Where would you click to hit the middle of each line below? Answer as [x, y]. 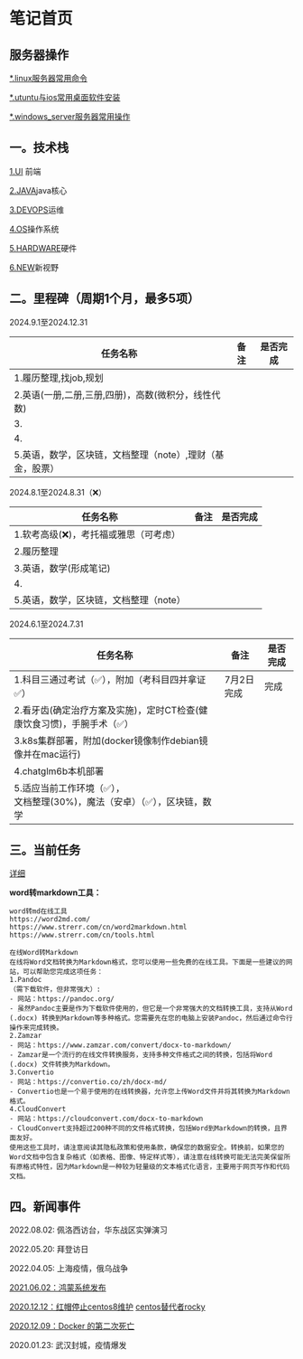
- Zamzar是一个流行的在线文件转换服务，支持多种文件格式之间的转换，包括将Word [141, 1055]
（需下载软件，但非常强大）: [55, 990]
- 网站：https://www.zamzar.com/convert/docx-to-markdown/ [120, 1045]
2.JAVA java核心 [38, 190]
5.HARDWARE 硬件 [43, 248]
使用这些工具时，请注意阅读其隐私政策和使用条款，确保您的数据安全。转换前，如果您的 [147, 1148]
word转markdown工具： [55, 892]
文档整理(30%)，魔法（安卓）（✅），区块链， [108, 801]
